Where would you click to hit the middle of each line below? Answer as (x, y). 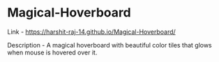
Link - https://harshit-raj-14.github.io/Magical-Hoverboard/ (91, 32)
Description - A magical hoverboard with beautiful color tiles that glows (110, 45)
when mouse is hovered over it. (52, 52)
